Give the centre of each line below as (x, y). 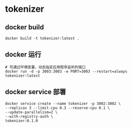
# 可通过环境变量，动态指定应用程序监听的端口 (46, 67)
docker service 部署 (36, 92)
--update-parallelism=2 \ (31, 112)
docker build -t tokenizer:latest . (42, 38)
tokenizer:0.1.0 (21, 121)
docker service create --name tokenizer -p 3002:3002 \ (63, 103)
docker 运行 (23, 55)
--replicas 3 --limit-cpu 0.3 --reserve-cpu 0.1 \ (57, 108)
